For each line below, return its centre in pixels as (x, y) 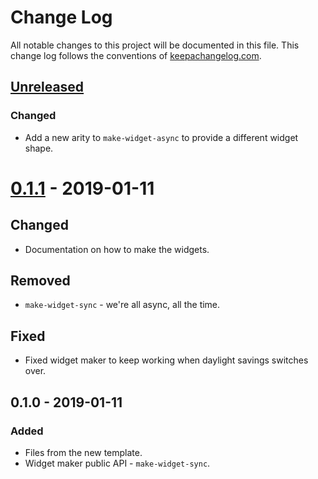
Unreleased (47, 87)
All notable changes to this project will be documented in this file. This (155, 45)
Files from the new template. (83, 452)
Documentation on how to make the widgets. (117, 249)
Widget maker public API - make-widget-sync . (117, 463)
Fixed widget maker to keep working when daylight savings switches (166, 360)
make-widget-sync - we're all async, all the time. (122, 305)
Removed (40, 281)
